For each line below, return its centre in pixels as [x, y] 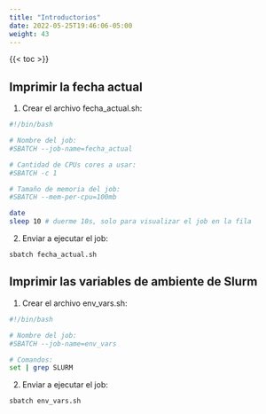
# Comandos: [31, 360]
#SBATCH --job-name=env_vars [63, 344]
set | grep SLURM [41, 368]
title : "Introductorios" [55, 17]
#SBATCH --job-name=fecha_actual [71, 148]
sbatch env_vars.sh [45, 401]
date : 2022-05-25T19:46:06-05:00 [71, 26]
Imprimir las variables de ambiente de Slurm [133, 281]
